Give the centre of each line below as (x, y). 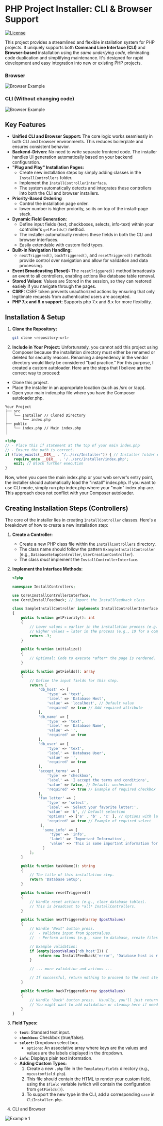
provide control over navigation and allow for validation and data (83, 260)
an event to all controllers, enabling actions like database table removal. (83, 276)
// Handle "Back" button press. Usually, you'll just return (94, 1000)
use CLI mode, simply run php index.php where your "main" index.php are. (80, 488)
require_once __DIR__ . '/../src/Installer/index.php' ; (72, 459)
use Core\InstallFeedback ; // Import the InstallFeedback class (78, 600)
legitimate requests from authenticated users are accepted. (71, 297)
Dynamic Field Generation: (40, 219)
